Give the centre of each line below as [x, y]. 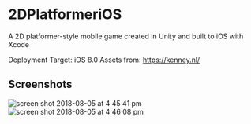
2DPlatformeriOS [65, 15]
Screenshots [40, 84]
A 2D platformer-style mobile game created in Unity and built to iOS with [126, 36]
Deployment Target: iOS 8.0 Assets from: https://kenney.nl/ [104, 60]
